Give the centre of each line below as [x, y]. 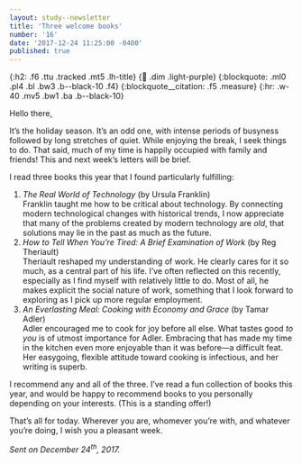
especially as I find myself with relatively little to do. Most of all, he [145, 281]
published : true [40, 51]
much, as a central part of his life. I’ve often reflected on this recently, [151, 271]
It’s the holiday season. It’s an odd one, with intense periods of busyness [144, 131]
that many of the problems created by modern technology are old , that [153, 223]
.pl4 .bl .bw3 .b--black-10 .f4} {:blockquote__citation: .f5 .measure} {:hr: [142, 86]
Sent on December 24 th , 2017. [65, 449]
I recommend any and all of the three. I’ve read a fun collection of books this [151, 385]
